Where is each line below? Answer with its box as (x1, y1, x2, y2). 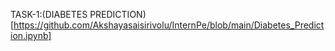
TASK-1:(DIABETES (10, 9, 88, 20)
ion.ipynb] (10, 30, 52, 41)
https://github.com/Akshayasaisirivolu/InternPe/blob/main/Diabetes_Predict (13, 19, 325, 31)
